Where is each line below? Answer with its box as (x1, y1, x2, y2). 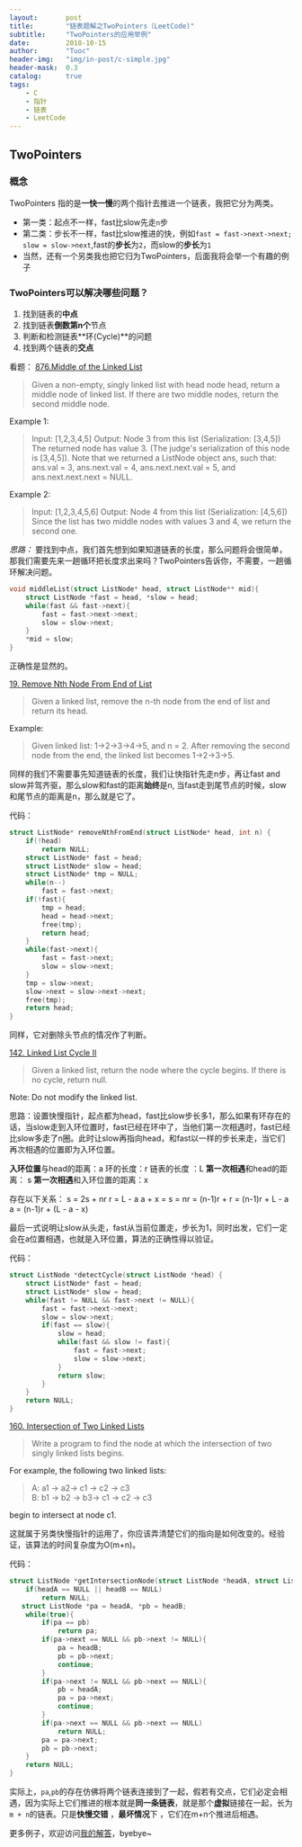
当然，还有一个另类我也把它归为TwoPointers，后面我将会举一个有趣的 (22, 250, 281, 261)
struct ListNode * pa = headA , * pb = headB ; (21, 1601, 187, 1610)
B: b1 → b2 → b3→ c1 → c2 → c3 (31, 1493, 153, 1503)
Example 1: (9, 416, 49, 427)
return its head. (31, 705, 88, 716)
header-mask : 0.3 (9, 64, 78, 73)
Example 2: (9, 489, 51, 500)
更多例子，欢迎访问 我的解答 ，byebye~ (9, 1828, 153, 1839)
